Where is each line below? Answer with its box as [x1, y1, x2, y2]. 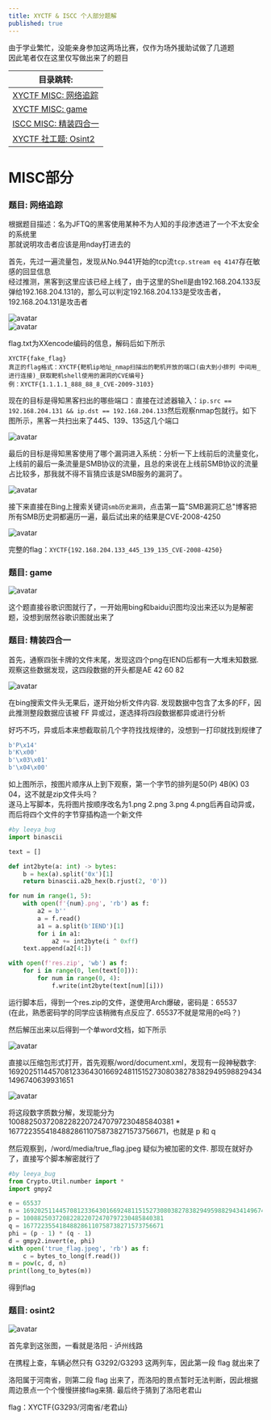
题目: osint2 [8, 1305, 56, 1316]
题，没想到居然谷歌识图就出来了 [8, 612, 115, 623]
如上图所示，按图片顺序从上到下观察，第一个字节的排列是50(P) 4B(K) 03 [8, 780, 250, 789]
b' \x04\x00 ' [8, 763, 48, 772]
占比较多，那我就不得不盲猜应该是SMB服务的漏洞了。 [8, 468, 187, 478]
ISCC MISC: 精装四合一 [12, 118, 99, 129]
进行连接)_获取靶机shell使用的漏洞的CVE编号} [8, 371, 144, 380]
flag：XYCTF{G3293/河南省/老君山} [8, 1402, 128, 1412]
